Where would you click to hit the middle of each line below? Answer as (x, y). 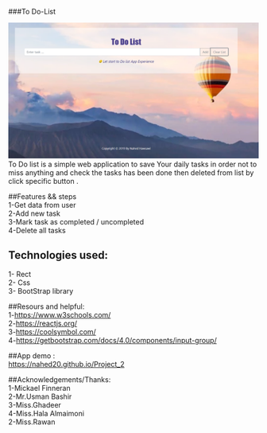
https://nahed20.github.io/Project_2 (66, 365)
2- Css (19, 283)
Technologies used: (58, 255)
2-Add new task (35, 213)
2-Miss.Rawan (32, 422)
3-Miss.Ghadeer (35, 405)
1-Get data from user (43, 205)
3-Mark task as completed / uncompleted (76, 221)
